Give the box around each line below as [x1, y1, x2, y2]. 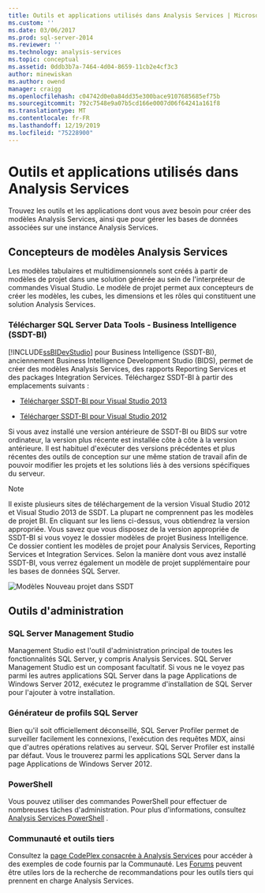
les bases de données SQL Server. [8, 566, 121, 576]
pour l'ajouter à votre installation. [8, 688, 116, 697]
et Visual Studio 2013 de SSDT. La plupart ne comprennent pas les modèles [8, 507, 254, 517]
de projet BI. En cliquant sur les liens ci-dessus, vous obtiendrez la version [8, 516, 250, 525]
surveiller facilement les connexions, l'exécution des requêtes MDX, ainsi [8, 734, 246, 743]
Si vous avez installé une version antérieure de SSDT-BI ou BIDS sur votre [8, 427, 248, 436]
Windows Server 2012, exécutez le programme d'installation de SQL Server [8, 679, 253, 689]
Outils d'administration [8, 604, 124, 618]
